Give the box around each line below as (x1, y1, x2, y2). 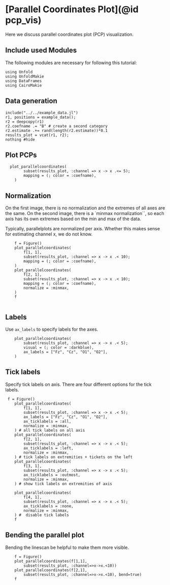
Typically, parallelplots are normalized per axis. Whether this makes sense (5, 226, 160, 232)
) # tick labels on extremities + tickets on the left (14, 455, 133, 460)
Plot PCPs (5, 150, 37, 159)
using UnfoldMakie (5, 74, 44, 79)
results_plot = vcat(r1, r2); (5, 132, 70, 138)
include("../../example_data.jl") (5, 110, 79, 115)
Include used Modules (5, 46, 77, 55)
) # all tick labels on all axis (14, 428, 85, 433)
